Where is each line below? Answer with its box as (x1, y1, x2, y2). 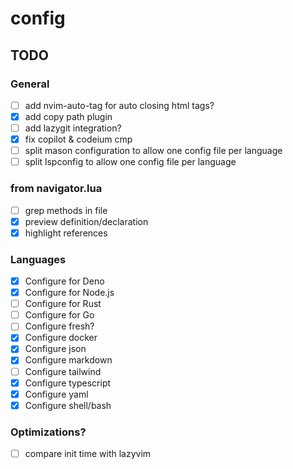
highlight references (24, 227, 108, 239)
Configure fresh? (24, 320, 95, 332)
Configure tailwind (24, 365, 102, 377)
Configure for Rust (24, 298, 102, 310)
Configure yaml (24, 388, 89, 400)
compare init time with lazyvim (24, 448, 152, 460)
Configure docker (24, 332, 98, 344)
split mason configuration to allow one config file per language (24, 145, 283, 157)
